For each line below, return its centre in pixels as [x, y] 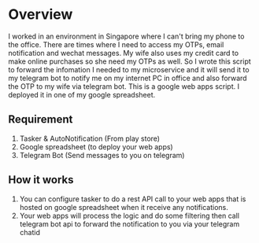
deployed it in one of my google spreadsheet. [82, 94]
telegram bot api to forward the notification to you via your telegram [129, 224]
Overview [41, 15]
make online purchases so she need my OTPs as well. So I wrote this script [130, 61]
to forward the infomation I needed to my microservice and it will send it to [129, 69]
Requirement [41, 120]
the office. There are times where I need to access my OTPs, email [116, 44]
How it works [41, 180]
